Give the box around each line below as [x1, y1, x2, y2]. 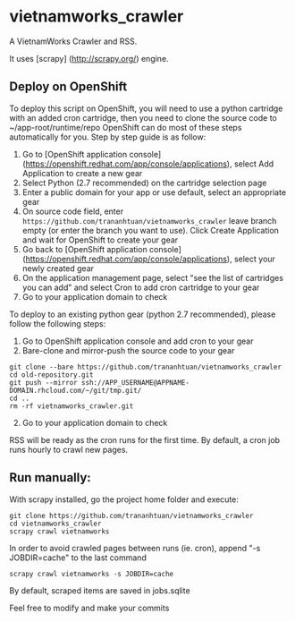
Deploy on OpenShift [9, 79, 128, 95]
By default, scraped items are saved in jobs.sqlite [9, 584, 190, 596]
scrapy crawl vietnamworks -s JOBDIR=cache [9, 569, 174, 578]
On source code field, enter [21, 206, 123, 217]
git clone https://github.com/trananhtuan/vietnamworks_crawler [9, 511, 254, 520]
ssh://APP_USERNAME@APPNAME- [80, 378, 190, 387]
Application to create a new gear [21, 167, 143, 178]
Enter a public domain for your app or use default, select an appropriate [21, 186, 287, 198]
